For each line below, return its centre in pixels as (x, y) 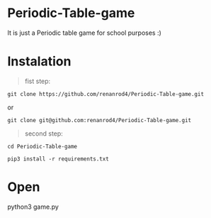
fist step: (38, 81)
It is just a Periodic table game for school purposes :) (84, 33)
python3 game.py (33, 207)
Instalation (39, 61)
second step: (44, 133)
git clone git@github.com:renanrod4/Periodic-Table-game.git (99, 120)
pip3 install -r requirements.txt (58, 159)
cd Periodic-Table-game (42, 146)
